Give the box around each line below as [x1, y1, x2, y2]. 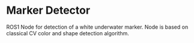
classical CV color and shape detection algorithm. [6, 29, 129, 36]
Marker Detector [6, 4, 91, 17]
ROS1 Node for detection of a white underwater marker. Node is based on [6, 23, 189, 30]
